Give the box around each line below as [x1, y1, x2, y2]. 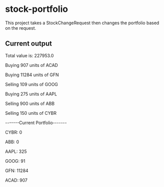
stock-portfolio [5, 3, 68, 15]
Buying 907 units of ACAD [5, 62, 58, 68]
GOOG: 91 [5, 158, 26, 164]
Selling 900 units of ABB [5, 100, 55, 106]
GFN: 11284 [5, 167, 29, 174]
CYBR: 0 [5, 129, 22, 135]
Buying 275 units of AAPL [5, 91, 57, 97]
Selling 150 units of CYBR [5, 110, 57, 116]
